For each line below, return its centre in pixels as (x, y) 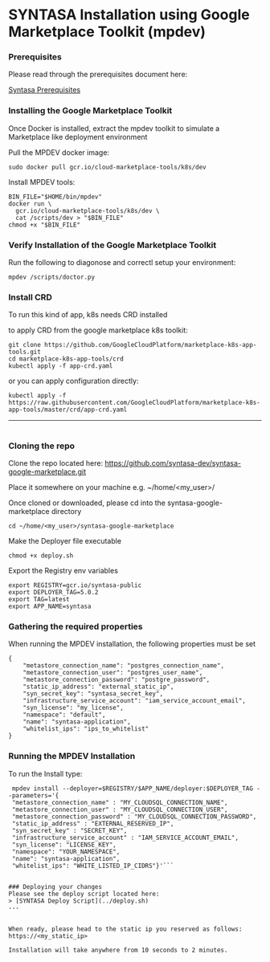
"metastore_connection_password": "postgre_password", (117, 680)
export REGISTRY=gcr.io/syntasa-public (75, 585)
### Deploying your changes (55, 887)
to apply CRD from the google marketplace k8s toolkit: (98, 330)
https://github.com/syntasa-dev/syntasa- (172, 463)
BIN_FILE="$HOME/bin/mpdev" (55, 197)
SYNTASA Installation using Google (129, 15)
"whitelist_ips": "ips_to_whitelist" (86, 729)
